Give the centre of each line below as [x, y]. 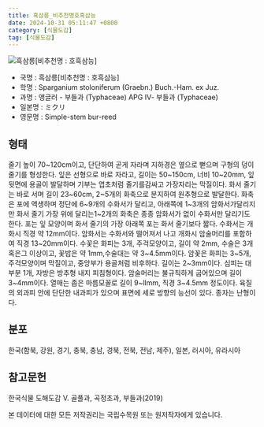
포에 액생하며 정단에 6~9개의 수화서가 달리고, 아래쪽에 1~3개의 [113, 204]
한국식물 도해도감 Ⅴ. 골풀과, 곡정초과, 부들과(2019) [86, 398]
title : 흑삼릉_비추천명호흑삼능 [52, 15]
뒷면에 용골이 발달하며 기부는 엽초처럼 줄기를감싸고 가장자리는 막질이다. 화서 [125, 184]
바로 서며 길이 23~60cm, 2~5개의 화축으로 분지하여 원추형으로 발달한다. [128, 195]
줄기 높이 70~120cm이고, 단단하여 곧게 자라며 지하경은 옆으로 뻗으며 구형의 [124, 165]
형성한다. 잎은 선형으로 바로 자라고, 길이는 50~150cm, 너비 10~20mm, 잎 [141, 175]
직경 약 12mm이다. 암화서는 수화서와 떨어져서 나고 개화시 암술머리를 [126, 234]
